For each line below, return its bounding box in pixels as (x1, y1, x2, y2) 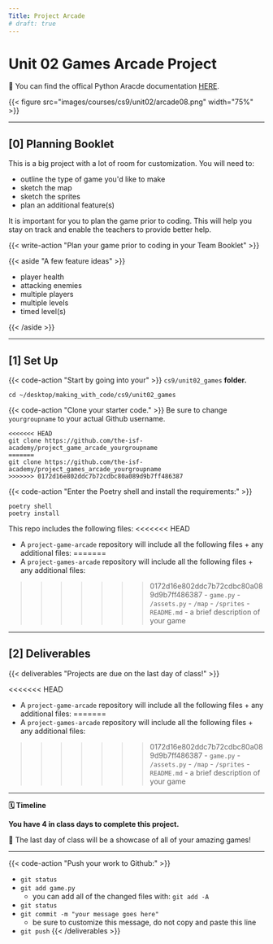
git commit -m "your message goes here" (19, 910, 159, 918)
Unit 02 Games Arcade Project (8, 55, 217, 73)
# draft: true (8, 20, 57, 28)
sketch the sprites (19, 192, 81, 202)
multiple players (19, 290, 75, 299)
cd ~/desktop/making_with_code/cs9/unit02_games (8, 391, 176, 400)
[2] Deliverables (8, 647, 91, 661)
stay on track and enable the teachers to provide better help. (8, 225, 212, 234)
